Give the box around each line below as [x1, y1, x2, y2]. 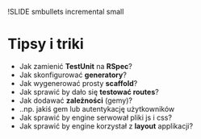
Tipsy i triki [7, 35, 84, 53]
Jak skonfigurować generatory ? [19, 70, 127, 80]
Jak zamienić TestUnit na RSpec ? [19, 61, 132, 71]
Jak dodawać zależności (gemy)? [19, 96, 132, 105]
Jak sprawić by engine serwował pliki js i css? [19, 112, 173, 122]
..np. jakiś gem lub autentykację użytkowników [19, 104, 175, 113]
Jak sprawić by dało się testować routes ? [19, 87, 159, 96]
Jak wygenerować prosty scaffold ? [19, 78, 138, 88]
